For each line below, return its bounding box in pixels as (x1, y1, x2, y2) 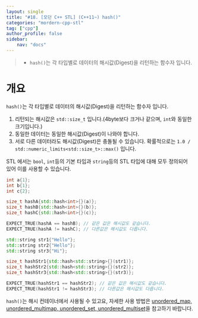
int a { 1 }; (6, 177, 31, 183)
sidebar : (6, 36, 28, 42)
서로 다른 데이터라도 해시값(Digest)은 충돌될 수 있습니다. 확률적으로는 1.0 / (14, 137, 191, 144)
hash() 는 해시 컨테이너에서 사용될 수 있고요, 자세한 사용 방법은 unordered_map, (6, 297, 192, 304)
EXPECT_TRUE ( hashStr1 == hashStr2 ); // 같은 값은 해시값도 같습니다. (6, 281, 168, 286)
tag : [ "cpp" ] (6, 25, 39, 32)
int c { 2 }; (6, 188, 31, 194)
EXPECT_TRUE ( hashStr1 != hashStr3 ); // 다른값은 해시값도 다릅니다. (6, 286, 165, 292)
